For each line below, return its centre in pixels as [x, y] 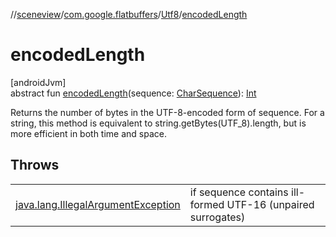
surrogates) [217, 217]
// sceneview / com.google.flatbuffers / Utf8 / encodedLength [129, 14]
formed [207, 204]
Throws [35, 165]
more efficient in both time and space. [88, 133]
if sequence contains [239, 192]
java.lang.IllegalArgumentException [98, 204]
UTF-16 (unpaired [270, 204]
